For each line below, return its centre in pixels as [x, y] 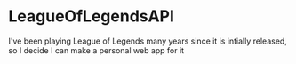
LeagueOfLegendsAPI [92, 16]
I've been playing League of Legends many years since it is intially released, [148, 41]
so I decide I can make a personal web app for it [96, 50]
